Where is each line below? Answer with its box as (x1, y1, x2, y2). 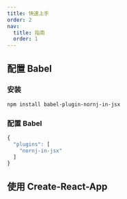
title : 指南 (13, 29, 46, 36)
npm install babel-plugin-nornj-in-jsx (7, 101, 121, 108)
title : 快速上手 (7, 10, 49, 17)
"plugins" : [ (13, 141, 51, 148)
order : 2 (7, 16, 32, 23)
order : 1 (13, 36, 38, 43)
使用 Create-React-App (7, 180, 108, 192)
